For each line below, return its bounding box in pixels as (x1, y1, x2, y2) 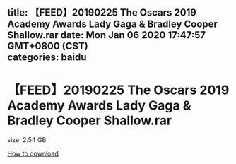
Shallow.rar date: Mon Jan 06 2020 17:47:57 (7, 29, 206, 41)
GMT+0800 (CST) (7, 40, 88, 52)
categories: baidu (7, 52, 87, 64)
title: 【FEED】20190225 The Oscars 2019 (7, 6, 196, 19)
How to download (7, 149, 59, 158)
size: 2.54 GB (7, 136, 47, 144)
